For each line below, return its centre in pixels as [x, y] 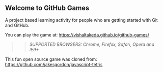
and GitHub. [17, 25]
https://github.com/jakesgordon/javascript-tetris [54, 64]
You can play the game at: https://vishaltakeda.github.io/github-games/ [77, 35]
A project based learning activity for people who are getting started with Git [81, 20]
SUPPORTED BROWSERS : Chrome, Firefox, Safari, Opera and [92, 44]
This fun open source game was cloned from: [51, 59]
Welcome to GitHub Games [47, 8]
